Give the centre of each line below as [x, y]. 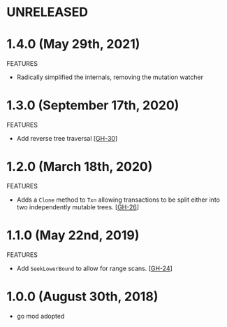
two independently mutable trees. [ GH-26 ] [78, 207]
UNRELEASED [47, 12]
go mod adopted [41, 316]
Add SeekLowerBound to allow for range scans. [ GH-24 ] [94, 268]
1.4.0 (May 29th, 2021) [73, 44]
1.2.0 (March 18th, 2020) [80, 167]
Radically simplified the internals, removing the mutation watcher [110, 77]
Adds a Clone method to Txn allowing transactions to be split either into [118, 200]
